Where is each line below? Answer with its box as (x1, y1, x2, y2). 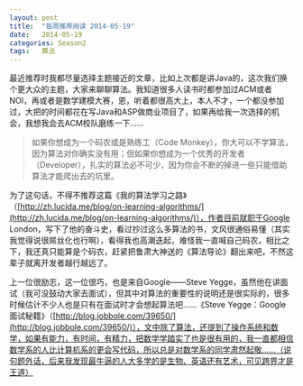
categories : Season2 (9, 38, 87, 48)
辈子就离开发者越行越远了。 (9, 258, 113, 269)
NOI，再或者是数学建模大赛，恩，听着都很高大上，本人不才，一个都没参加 (9, 96, 285, 106)
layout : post (9, 13, 59, 23)
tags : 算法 (9, 47, 56, 56)
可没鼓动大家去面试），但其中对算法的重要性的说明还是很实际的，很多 (32, 288, 290, 299)
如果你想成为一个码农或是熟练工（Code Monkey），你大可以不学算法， (31, 137, 293, 148)
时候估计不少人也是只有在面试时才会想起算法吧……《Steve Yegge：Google (9, 299, 287, 310)
